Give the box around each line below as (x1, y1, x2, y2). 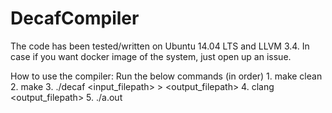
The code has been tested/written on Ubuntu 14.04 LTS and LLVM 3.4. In (10, 40, 310, 52)
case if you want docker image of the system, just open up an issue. (10, 50, 292, 62)
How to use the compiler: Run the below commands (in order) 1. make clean (10, 70, 323, 82)
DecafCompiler (10, 7, 140, 30)
